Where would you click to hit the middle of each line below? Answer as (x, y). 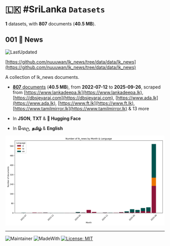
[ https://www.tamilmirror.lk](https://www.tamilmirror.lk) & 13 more (81, 108)
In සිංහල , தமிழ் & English (38, 128)
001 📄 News (24, 40)
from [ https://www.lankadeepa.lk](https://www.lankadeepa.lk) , (78, 92)
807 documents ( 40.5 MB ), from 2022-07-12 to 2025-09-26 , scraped (87, 87)
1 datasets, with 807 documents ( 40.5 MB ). (51, 23)
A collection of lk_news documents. (42, 77)
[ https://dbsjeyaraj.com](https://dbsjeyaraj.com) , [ (65, 98)
